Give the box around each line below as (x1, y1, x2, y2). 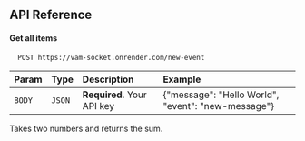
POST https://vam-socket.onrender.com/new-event (17, 53, 205, 62)
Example (162, 73, 202, 86)
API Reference (9, 7, 93, 23)
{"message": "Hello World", (162, 88, 280, 101)
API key (82, 99, 115, 112)
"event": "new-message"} (162, 99, 275, 112)
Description (82, 73, 134, 86)
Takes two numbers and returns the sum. (9, 123, 163, 134)
